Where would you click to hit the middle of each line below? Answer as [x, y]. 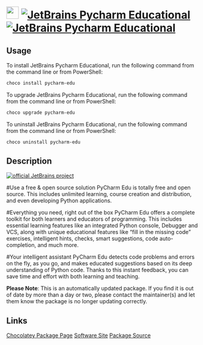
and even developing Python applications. [59, 201]
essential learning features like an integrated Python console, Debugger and [102, 226]
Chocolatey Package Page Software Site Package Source [79, 336]
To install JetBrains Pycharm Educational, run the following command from [100, 65]
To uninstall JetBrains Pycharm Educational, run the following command [97, 124]
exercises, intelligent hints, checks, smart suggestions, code [82, 238]
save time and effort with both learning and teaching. [73, 276]
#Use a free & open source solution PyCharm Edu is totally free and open [98, 188]
